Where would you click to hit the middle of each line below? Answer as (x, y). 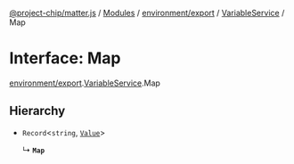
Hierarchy (37, 111)
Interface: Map (65, 58)
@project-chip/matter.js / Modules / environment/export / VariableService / (147, 13)
